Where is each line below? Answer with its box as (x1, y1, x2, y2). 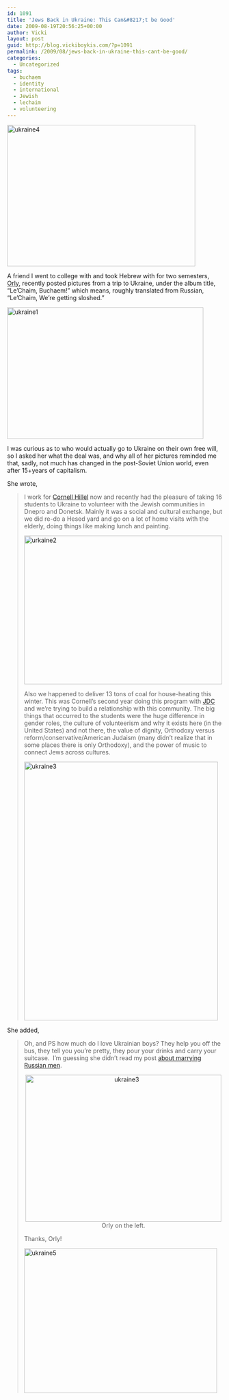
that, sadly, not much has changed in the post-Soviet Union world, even (7, 458, 209, 467)
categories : (7, 55, 41, 62)
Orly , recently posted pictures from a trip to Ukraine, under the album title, (7, 279, 216, 287)
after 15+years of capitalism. (7, 466, 87, 474)
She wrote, (7, 479, 38, 487)
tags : (7, 67, 23, 74)
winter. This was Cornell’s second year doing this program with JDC (23, 697, 215, 705)
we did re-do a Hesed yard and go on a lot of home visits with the (23, 515, 209, 523)
